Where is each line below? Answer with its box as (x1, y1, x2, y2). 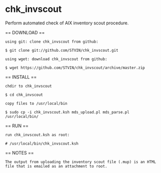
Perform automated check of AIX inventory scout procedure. (5, 20, 129, 26)
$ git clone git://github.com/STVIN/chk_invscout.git (5, 48, 119, 53)
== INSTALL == (5, 74, 37, 80)
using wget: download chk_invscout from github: (5, 56, 107, 62)
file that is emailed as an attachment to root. (5, 164, 107, 169)
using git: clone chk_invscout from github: (5, 39, 99, 44)
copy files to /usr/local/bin (5, 101, 68, 106)
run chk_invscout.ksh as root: (5, 132, 70, 137)
